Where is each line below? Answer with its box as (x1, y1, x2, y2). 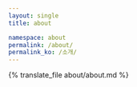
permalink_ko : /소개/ (8, 49, 78, 57)
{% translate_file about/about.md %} (8, 70, 130, 80)
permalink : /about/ (8, 41, 74, 49)
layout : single (8, 11, 59, 20)
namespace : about (8, 34, 66, 42)
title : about (8, 19, 52, 27)
